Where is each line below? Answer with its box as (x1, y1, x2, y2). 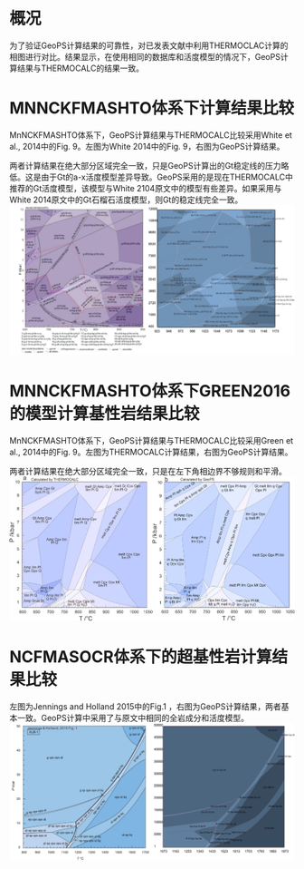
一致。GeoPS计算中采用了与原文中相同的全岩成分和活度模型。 (16, 712, 249, 723)
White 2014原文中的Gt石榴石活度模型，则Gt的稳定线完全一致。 (9, 194, 243, 205)
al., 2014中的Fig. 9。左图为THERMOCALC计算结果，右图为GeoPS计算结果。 (9, 446, 293, 458)
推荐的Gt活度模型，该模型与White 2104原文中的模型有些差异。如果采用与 (9, 182, 282, 193)
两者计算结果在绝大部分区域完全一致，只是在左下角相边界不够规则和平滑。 (9, 466, 287, 477)
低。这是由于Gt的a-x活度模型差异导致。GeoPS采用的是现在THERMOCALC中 (9, 171, 294, 182)
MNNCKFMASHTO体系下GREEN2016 (9, 381, 291, 402)
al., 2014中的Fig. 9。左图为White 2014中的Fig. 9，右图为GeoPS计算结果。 (9, 141, 285, 151)
